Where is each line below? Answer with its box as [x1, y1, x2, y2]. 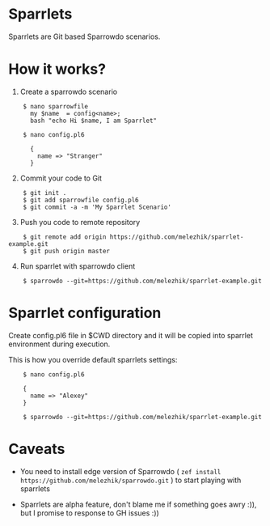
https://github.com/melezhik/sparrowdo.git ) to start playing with [19, 475, 242, 485]
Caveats [8, 440, 65, 458]
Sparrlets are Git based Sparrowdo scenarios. [8, 32, 161, 41]
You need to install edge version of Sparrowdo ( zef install [19, 466, 221, 476]
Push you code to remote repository [19, 217, 141, 227]
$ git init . [23, 189, 67, 197]
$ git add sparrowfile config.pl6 [23, 196, 139, 204]
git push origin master [29, 247, 111, 255]
